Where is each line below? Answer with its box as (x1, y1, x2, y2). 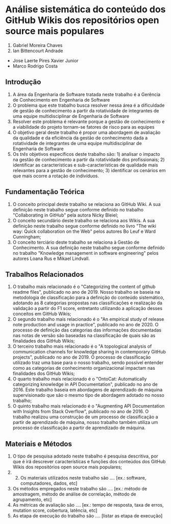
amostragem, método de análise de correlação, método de (12, 491, 136, 497)
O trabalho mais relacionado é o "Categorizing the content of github (12, 283, 156, 290)
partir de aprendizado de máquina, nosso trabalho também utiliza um (12, 419, 158, 425)
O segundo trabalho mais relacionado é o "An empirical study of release (12, 316, 164, 322)
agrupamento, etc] (12, 496, 52, 503)
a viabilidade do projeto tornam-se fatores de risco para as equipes (12, 124, 155, 130)
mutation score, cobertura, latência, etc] (12, 507, 97, 514)
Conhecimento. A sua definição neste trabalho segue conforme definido (12, 244, 165, 251)
